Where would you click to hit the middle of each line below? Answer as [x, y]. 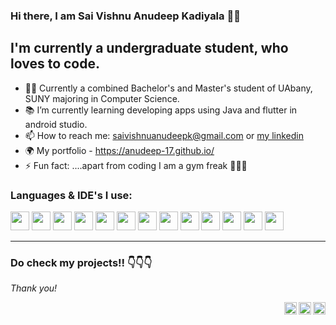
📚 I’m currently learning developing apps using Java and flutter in [161, 110]
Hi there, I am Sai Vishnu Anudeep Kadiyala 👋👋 [125, 16]
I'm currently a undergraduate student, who [149, 48]
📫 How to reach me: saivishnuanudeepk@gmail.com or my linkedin [164, 135]
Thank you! [34, 288]
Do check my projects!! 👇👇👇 [81, 262]
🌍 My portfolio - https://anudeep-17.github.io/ [119, 150]
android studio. [56, 124]
